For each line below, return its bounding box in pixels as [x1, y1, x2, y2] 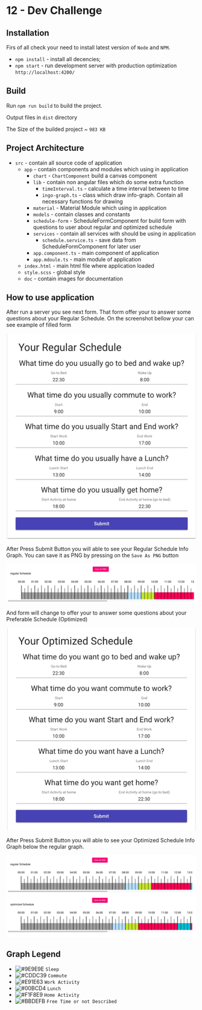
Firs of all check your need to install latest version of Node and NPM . [6, 44, 171, 51]
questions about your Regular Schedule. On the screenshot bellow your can [6, 315, 194, 322]
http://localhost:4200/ [14, 70, 75, 76]
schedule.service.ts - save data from [42, 236, 137, 243]
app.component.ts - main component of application [33, 249, 159, 256]
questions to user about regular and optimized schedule [33, 223, 172, 231]
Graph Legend [6, 949, 61, 960]
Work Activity [44, 979, 80, 985]
